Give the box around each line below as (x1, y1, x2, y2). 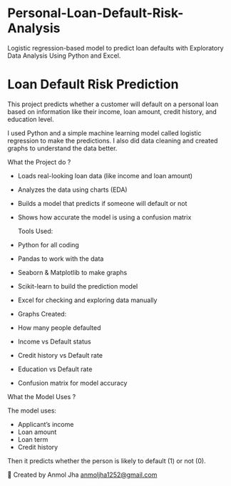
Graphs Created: (17, 309, 67, 318)
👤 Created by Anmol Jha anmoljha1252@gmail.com (7, 470, 158, 479)
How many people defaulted (17, 323, 101, 332)
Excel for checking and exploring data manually (17, 296, 158, 304)
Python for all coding (17, 240, 80, 249)
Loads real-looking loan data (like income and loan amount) (17, 171, 193, 180)
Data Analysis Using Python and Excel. (7, 51, 121, 60)
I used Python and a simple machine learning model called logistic (7, 128, 202, 137)
